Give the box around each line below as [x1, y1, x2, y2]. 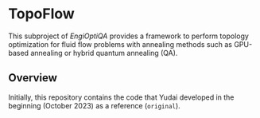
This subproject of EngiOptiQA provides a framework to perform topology [8, 31, 249, 41]
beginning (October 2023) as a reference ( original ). [8, 100, 180, 110]
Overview [8, 71, 58, 85]
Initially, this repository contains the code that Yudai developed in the [8, 92, 235, 102]
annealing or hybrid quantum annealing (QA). [30, 48, 178, 57]
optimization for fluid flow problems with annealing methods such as [8, 39, 233, 49]
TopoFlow [8, 5, 76, 23]
